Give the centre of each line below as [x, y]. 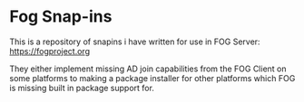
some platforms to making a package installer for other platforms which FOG [152, 78]
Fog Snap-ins [61, 17]
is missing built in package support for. [82, 88]
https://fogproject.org [50, 51]
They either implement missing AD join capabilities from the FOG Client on [148, 69]
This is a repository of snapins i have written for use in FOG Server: [135, 42]
